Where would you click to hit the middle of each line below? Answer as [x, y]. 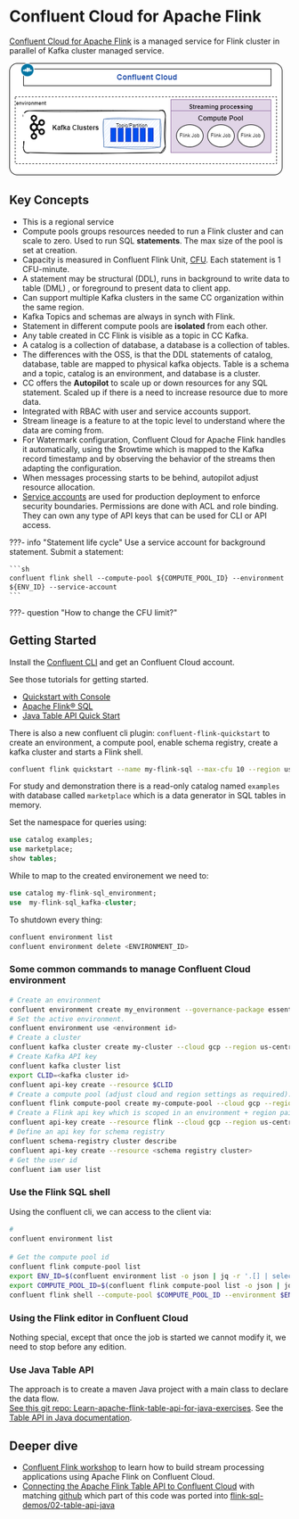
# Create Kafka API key [53, 1057]
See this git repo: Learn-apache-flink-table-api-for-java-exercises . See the [146, 1408]
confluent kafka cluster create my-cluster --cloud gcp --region [133, 1047]
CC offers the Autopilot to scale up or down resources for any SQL [145, 383]
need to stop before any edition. [68, 1347]
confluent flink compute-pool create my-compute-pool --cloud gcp [135, 1103]
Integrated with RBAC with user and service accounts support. [137, 411]
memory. [25, 805]
